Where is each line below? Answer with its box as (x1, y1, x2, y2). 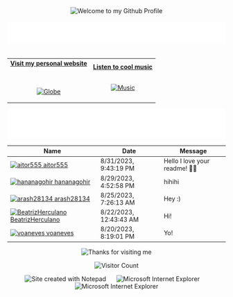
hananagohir (54, 178, 91, 186)
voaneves (46, 228, 74, 237)
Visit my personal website (10, 59, 88, 67)
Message (179, 147, 207, 155)
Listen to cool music (93, 62, 153, 71)
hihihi (164, 178, 180, 186)
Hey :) (164, 194, 182, 203)
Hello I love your (164, 157, 210, 165)
